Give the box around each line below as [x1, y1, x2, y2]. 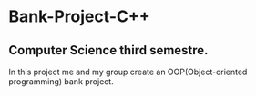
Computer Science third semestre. [8, 43, 209, 58]
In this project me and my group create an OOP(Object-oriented [8, 66, 248, 77]
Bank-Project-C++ [8, 6, 151, 27]
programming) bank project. [8, 76, 115, 87]
